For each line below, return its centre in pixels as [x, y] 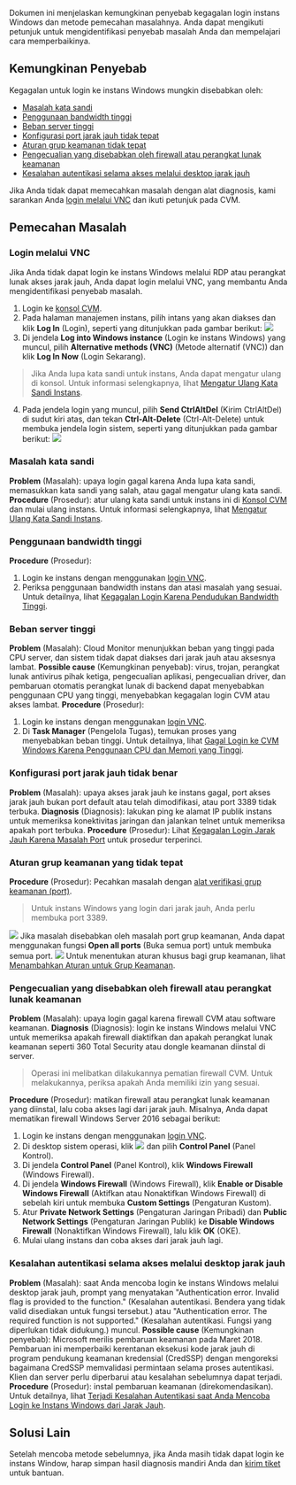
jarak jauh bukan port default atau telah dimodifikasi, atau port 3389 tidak [143, 801]
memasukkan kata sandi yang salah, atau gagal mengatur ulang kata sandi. [146, 490]
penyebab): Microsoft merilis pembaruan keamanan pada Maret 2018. [136, 1339]
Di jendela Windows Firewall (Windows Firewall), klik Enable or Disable [152, 1184]
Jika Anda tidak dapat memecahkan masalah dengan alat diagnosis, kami [143, 190]
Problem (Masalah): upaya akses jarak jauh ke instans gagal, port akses [140, 793]
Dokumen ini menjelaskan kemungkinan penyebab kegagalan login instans [144, 13]
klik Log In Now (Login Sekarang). [83, 356]
